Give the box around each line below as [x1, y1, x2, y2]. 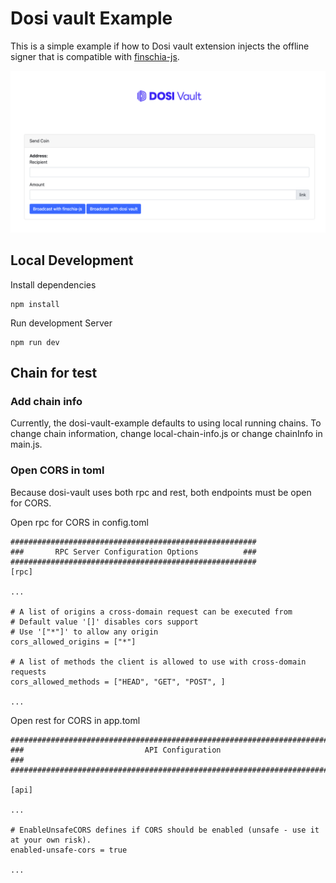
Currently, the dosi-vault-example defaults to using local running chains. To [10, 417, 322, 429]
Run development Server [10, 317, 113, 329]
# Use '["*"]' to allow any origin [10, 627, 159, 637]
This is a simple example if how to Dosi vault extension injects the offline [10, 40, 310, 52]
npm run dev [10, 337, 60, 347]
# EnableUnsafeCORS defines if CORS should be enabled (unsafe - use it [10, 825, 320, 835]
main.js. [10, 438, 43, 451]
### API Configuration [10, 745, 222, 755]
